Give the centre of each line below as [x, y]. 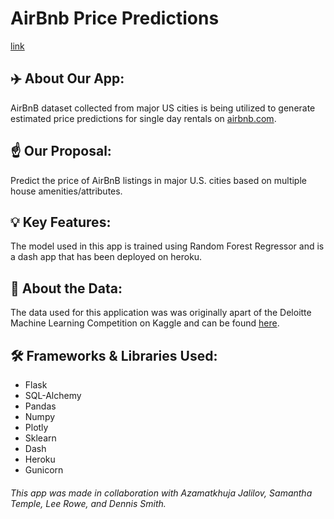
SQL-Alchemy [53, 395]
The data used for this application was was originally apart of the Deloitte [161, 313]
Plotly [36, 427]
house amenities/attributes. [66, 191]
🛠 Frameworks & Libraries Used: [114, 355]
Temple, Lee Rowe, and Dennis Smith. [88, 503]
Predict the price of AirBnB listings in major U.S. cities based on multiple [158, 180]
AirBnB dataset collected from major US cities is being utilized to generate [163, 108]
